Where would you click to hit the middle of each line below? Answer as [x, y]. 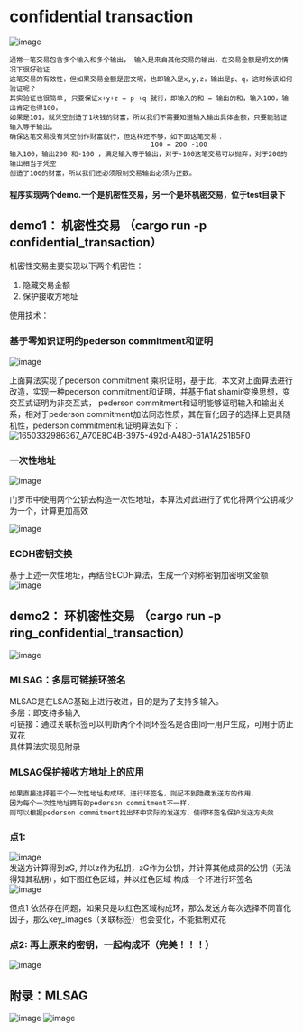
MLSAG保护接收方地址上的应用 [77, 772]
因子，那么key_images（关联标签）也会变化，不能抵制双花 [118, 919]
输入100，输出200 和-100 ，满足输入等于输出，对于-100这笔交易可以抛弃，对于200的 [148, 154]
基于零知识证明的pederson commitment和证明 [111, 341]
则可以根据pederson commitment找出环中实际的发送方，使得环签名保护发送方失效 [142, 813]
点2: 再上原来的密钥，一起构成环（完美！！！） [112, 944]
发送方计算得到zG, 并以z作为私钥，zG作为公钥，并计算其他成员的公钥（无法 [151, 868]
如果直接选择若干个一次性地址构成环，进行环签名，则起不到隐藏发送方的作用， [133, 793]
